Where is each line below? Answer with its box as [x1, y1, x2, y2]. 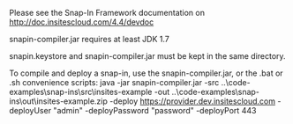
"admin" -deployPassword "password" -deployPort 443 [52, 106, 257, 115]
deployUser [9, 106, 51, 115]
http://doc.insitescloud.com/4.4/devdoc [9, 17, 154, 27]
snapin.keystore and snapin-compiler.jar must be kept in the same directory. [9, 51, 286, 61]
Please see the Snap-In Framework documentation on [9, 8, 206, 18]
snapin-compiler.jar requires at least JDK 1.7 [9, 34, 169, 44]
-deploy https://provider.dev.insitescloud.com [109, 96, 276, 106]
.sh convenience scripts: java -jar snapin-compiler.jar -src [9, 77, 220, 87]
